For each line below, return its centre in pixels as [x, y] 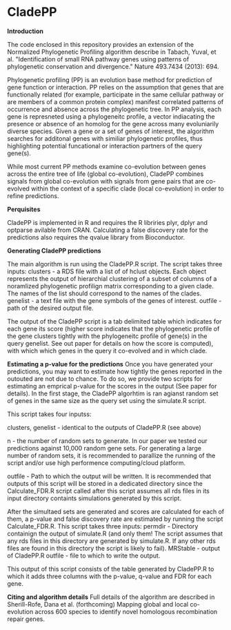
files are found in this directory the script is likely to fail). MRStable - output [114, 548]
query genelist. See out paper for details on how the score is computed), [110, 343]
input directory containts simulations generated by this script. [94, 498]
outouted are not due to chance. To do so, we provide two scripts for [105, 378]
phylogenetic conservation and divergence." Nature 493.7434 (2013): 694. [113, 66]
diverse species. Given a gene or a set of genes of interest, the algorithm [111, 131]
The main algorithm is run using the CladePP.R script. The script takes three [115, 264]
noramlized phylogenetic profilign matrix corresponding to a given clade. [110, 286]
